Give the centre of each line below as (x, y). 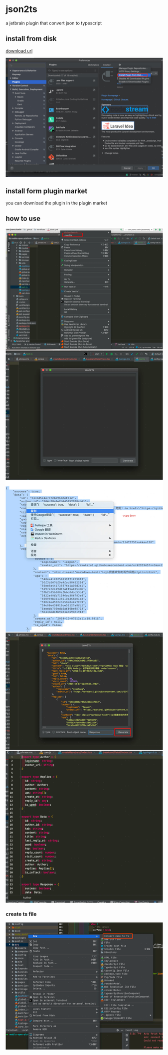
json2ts (22, 9)
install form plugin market (47, 191)
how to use (23, 219)
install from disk (31, 39)
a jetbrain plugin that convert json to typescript (54, 23)
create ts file (21, 914)
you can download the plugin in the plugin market (57, 203)
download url (19, 50)
